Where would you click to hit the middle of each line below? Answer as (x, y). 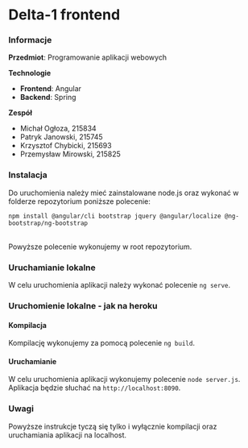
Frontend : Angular (51, 89)
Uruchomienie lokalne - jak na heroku (83, 306)
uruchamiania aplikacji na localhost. (68, 435)
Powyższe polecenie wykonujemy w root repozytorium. (100, 247)
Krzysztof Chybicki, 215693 (66, 146)
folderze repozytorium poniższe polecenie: (79, 201)
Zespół (20, 113)
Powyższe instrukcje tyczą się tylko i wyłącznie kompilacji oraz (113, 426)
